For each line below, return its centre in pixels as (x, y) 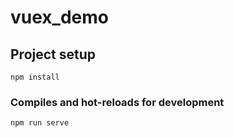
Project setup (53, 54)
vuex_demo (59, 17)
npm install (35, 77)
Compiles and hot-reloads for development (117, 102)
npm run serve (40, 123)
